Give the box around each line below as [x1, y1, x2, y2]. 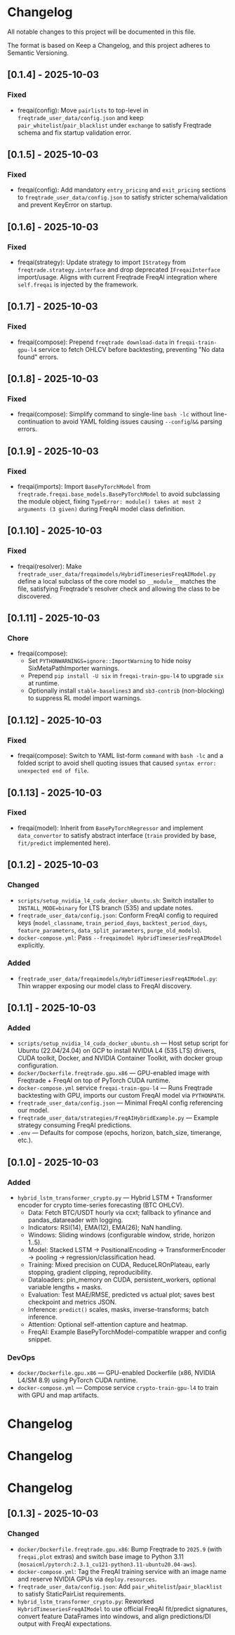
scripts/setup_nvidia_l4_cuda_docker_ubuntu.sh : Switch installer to [17, 896, 214, 905]
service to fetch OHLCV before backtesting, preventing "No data [38, 345, 224, 353]
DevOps [7, 1353, 36, 1362]
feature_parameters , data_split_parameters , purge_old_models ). [17, 926, 202, 934]
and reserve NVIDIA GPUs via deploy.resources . [17, 1575, 157, 1583]
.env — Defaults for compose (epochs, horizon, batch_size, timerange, [17, 1129, 222, 1137]
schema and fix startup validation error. [17, 128, 132, 137]
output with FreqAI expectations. [17, 1620, 112, 1628]
